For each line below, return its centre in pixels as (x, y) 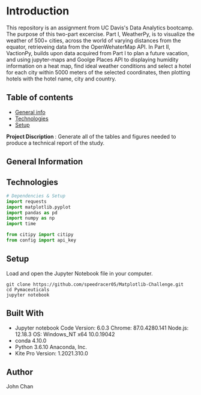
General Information (45, 162)
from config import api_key (41, 240)
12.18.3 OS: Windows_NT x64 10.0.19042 (65, 334)
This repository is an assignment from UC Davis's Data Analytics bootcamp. (100, 28)
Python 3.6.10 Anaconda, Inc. (51, 347)
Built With (25, 313)
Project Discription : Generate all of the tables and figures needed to (91, 136)
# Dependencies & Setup (36, 196)
